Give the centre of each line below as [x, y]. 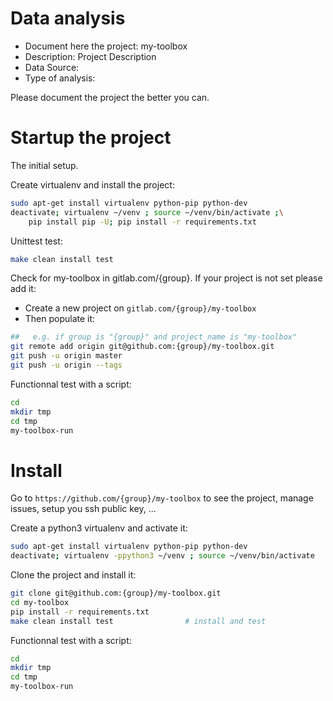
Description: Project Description [90, 56]
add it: [23, 289]
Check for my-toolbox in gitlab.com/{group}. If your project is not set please [166, 278]
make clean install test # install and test [138, 621]
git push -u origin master [66, 356]
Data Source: [52, 67]
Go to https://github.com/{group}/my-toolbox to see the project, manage [162, 498]
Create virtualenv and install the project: [92, 184]
